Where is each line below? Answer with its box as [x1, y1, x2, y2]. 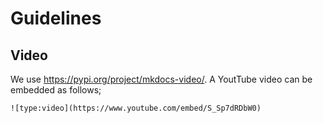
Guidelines [10, 7, 102, 30]
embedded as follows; [10, 84, 102, 96]
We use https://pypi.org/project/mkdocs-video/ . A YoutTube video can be [10, 73, 313, 85]
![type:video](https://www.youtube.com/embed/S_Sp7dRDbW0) [10, 103, 262, 113]
